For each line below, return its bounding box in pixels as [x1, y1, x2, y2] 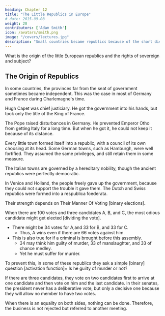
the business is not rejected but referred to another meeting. [5, 305, 128, 311]
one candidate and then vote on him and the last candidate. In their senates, [5, 280, 159, 286]
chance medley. [19, 245, 52, 251]
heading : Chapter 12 [5, 7, 48, 12]
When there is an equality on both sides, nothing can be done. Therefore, [5, 300, 153, 306]
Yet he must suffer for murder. [19, 251, 81, 256]
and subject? [5, 58, 31, 64]
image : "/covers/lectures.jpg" [5, 35, 69, 40]
